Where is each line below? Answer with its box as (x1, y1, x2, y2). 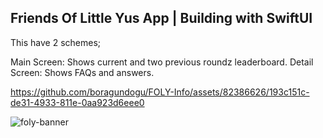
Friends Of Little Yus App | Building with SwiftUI (10, 10, 313, 27)
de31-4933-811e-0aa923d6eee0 (10, 96, 145, 108)
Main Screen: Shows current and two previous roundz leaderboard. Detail (10, 56, 314, 68)
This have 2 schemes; (10, 36, 102, 48)
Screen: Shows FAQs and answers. (10, 66, 155, 78)
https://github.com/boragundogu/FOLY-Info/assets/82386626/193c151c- (10, 86, 310, 98)
